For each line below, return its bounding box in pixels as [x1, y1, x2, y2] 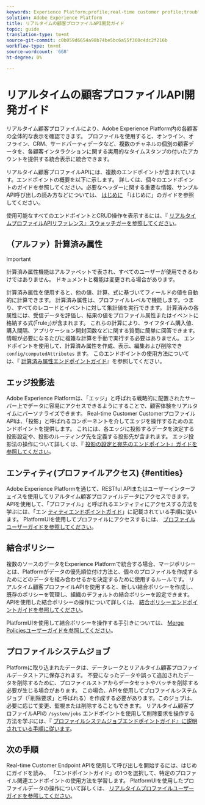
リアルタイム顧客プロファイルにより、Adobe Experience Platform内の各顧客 [6, 125, 198, 132]
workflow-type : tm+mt [6, 43, 62, 50]
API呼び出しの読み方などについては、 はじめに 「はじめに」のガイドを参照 [6, 191, 194, 199]
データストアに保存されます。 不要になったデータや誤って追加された [11, 671, 184, 678]
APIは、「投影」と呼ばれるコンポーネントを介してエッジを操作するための [6, 417, 189, 425]
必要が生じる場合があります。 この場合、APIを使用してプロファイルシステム [6, 686, 198, 694]
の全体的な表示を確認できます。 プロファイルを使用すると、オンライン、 [6, 132, 189, 139]
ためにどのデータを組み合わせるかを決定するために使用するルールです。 [6, 575, 188, 583]
